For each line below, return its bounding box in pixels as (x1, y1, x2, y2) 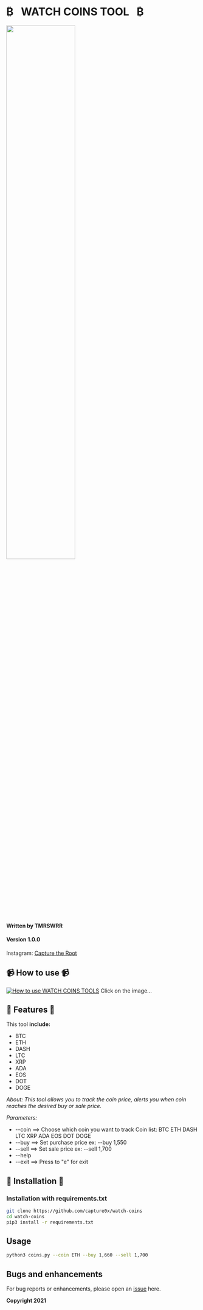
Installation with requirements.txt (6, 1194, 108, 1202)
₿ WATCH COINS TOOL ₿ (6, 5, 144, 19)
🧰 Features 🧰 (6, 1004, 55, 1014)
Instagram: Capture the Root (6, 949, 77, 957)
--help (15, 1152, 32, 1159)
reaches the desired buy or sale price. (6, 1103, 102, 1110)
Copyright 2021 (6, 1297, 47, 1305)
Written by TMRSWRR (6, 922, 63, 929)
